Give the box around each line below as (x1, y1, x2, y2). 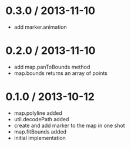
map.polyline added (14, 110, 62, 117)
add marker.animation (14, 23, 67, 30)
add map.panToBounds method (14, 63, 90, 70)
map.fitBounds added (14, 128, 67, 135)
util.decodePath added (14, 115, 69, 122)
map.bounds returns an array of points (14, 69, 108, 77)
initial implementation (14, 134, 66, 141)
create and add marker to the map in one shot (14, 122, 125, 129)
